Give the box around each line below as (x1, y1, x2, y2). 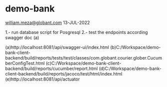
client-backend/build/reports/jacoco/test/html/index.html (5, 70, 122, 76)
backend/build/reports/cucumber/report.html (5, 65, 98, 71)
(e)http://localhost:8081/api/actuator (5, 76, 80, 82)
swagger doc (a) (5, 34, 39, 40)
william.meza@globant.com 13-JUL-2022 (5, 19, 90, 25)
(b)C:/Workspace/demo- (109, 44, 161, 50)
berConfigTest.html (5, 60, 45, 66)
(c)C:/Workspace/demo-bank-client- (45, 60, 121, 66)
